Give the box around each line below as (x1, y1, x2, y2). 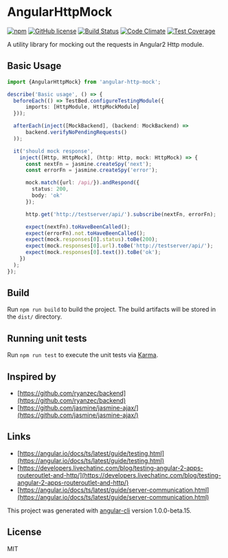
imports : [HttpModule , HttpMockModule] (25, 104, 139, 111)
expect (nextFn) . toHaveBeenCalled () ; (25, 223, 130, 230)
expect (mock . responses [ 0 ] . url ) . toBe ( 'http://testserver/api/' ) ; (25, 242, 214, 250)
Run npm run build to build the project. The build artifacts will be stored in (7, 305, 216, 314)
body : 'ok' (32, 192, 63, 199)
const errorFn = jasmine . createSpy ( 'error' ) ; (25, 167, 158, 174)
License (7, 526, 42, 538)
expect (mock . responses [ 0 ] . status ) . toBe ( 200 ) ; (25, 236, 158, 243)
